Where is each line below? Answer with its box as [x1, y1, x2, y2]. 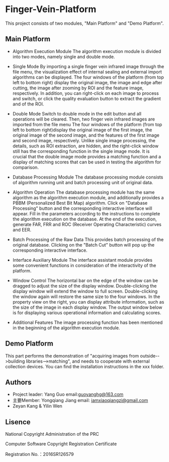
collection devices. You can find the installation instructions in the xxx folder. [5, 363, 164, 369]
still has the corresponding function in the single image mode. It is [12, 148, 150, 154]
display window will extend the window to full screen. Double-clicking [12, 288, 158, 294]
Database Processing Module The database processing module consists [12, 174, 163, 180]
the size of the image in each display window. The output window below [12, 304, 162, 310]
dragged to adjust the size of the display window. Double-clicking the [12, 282, 157, 288]
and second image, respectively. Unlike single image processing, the [12, 137, 155, 143]
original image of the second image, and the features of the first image [12, 132, 160, 138]
